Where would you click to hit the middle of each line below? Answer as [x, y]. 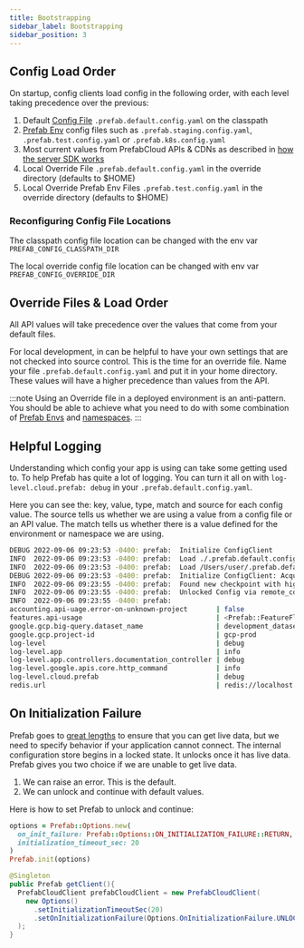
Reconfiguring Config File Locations [90, 221]
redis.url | [115, 686]
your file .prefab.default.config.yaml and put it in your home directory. [143, 371]
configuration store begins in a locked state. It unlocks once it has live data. [150, 755]
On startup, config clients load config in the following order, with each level [149, 93]
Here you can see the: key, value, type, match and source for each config [146, 505]
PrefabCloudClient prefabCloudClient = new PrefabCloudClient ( [139, 893]
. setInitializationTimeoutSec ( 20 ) [99, 909]
